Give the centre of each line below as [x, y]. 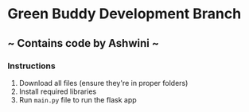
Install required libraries [58, 91]
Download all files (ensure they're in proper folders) [103, 83]
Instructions [32, 66]
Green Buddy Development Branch [124, 14]
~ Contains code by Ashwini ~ [84, 43]
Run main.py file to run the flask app [78, 99]
